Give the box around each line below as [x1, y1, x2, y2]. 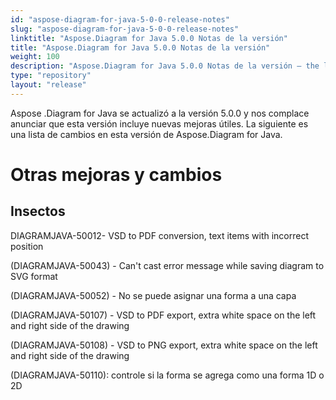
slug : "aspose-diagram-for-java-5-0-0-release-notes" [10, 24, 240, 34]
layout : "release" [10, 80, 87, 90]
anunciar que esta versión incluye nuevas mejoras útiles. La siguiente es [10, 117, 309, 130]
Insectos [10, 203, 66, 220]
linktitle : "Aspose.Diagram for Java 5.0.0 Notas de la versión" [10, 33, 288, 43]
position [10, 240, 44, 252]
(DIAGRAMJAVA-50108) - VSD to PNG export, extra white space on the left [10, 339, 318, 351]
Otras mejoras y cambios [10, 163, 223, 186]
